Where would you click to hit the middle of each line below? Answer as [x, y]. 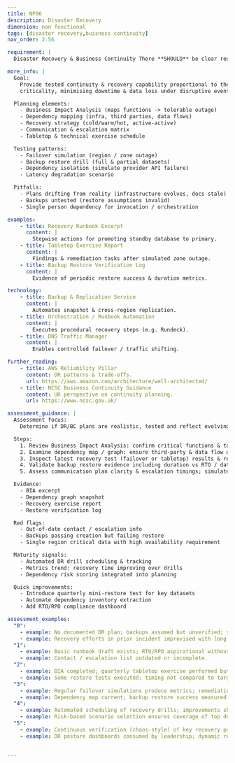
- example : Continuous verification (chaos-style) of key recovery [120, 729]
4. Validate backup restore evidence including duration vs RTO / [119, 465]
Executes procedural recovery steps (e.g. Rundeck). [111, 329]
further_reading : [33, 362]
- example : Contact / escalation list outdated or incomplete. [114, 658]
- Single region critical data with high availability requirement [120, 543]
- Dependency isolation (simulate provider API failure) [105, 169]
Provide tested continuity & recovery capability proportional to [119, 85]
